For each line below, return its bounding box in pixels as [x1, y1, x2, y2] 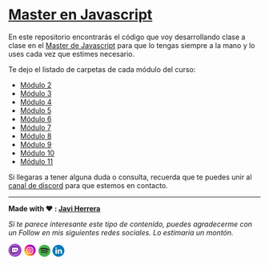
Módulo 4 [19, 97, 52, 106]
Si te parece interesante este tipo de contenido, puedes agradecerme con [8, 219, 253, 229]
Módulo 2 [19, 80, 52, 90]
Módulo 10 [19, 148, 54, 158]
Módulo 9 [19, 139, 52, 149]
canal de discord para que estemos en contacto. [8, 180, 168, 190]
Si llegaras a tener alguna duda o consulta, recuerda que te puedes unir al [8, 172, 252, 182]
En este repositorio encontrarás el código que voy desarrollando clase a [8, 32, 246, 42]
